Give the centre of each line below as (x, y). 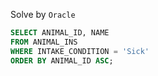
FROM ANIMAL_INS (44, 42)
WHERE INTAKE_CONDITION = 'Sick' (80, 51)
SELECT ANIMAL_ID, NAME (60, 33)
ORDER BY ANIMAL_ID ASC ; (62, 60)
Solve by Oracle (43, 14)
